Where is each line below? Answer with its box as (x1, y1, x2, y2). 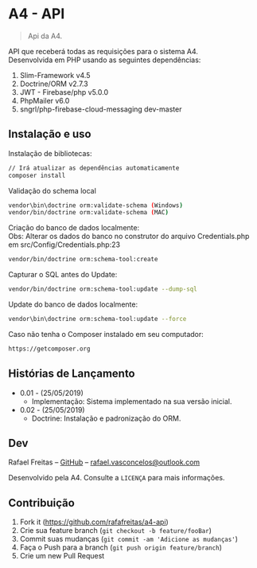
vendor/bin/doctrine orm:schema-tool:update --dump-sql (8, 285, 197, 293)
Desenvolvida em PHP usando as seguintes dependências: (8, 55, 201, 65)
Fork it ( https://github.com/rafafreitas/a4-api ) (19, 517, 169, 527)
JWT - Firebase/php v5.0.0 (19, 87, 109, 96)
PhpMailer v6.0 (19, 96, 70, 105)
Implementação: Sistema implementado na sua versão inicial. (31, 396, 232, 406)
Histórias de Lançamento (8, 367, 135, 381)
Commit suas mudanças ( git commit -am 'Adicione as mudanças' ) (19, 535, 239, 544)
